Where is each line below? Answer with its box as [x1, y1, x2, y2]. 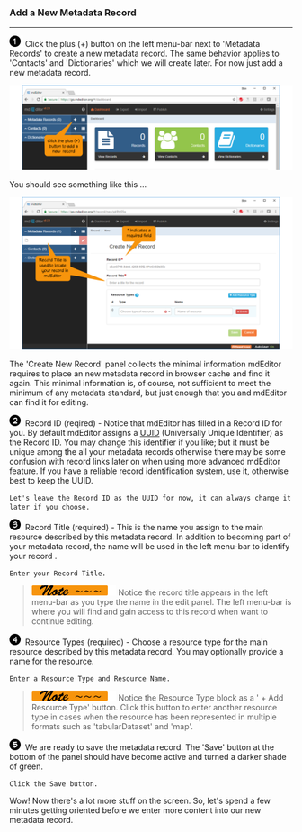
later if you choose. [9, 502, 91, 511]
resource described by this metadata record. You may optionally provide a [9, 646, 284, 656]
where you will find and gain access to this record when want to [31, 606, 268, 617]
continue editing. [31, 615, 94, 627]
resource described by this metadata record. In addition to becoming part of [9, 531, 291, 542]
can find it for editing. [9, 396, 89, 407]
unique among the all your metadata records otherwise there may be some [9, 446, 286, 457]
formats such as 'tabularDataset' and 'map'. [31, 720, 193, 731]
